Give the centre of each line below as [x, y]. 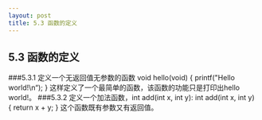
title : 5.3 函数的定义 [43, 23]
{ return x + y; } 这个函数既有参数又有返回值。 [83, 107]
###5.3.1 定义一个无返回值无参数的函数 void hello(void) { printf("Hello [121, 78]
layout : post [30, 15]
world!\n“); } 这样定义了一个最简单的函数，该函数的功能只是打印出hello [124, 87]
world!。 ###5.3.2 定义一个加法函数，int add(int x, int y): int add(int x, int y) [131, 98]
